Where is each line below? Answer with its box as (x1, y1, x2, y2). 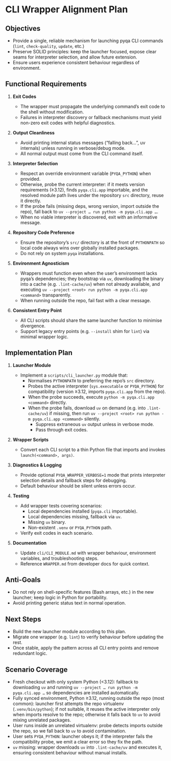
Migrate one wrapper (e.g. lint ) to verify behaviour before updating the (12, 634, 164, 640)
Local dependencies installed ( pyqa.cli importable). (28, 508, 138, 514)
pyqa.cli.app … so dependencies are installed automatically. (12, 690, 140, 696)
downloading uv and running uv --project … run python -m (12, 684, 138, 691)
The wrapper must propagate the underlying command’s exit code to (20, 103, 165, 109)
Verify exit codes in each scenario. (20, 530, 93, 536)
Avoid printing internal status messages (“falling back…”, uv (20, 140, 145, 146)
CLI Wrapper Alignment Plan (5, 4, 128, 15)
